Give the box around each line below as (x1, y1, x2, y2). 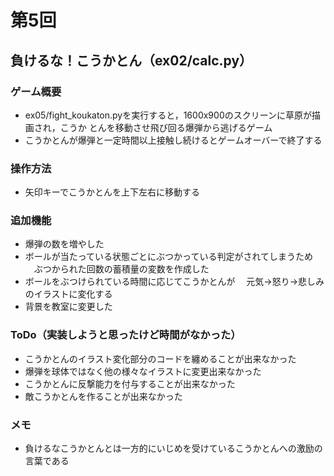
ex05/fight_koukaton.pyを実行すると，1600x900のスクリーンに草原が (24, 109, 313, 121)
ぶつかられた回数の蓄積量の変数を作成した (33, 263, 210, 275)
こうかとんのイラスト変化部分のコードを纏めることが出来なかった (24, 352, 297, 365)
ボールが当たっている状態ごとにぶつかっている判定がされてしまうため (24, 251, 313, 263)
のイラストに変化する (24, 288, 113, 300)
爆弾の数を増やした (24, 238, 105, 250)
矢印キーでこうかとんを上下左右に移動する (24, 186, 200, 198)
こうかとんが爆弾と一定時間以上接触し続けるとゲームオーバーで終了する (24, 134, 323, 146)
